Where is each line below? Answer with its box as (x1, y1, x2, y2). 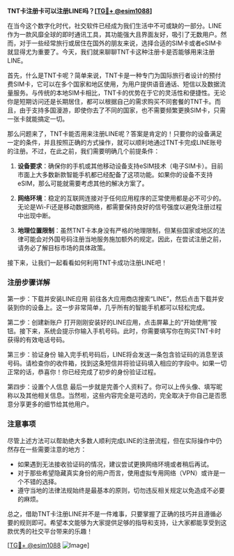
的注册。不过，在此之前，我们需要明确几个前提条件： (7, 147, 160, 155)
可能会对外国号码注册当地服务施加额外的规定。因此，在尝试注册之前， (23, 235, 225, 243)
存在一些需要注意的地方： (13, 445, 87, 454)
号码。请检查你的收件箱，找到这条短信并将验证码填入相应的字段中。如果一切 (7, 359, 227, 368)
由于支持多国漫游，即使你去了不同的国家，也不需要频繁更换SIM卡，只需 (19, 106, 226, 114)
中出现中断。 (17, 212, 54, 219)
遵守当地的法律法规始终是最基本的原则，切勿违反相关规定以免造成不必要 (17, 486, 225, 494)
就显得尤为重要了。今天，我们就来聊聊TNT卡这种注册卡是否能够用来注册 (7, 48, 215, 56)
